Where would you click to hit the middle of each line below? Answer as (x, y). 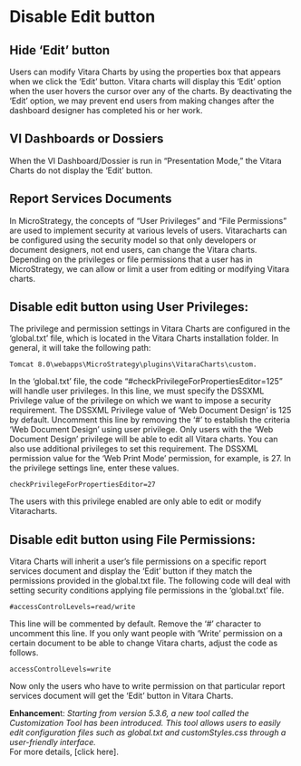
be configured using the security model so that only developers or (133, 240)
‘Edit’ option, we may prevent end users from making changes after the (142, 101)
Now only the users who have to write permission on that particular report (147, 686)
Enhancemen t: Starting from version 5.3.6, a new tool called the (129, 713)
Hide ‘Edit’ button (60, 50)
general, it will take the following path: (80, 348)
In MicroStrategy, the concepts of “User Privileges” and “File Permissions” (148, 220)
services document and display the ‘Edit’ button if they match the (131, 571)
